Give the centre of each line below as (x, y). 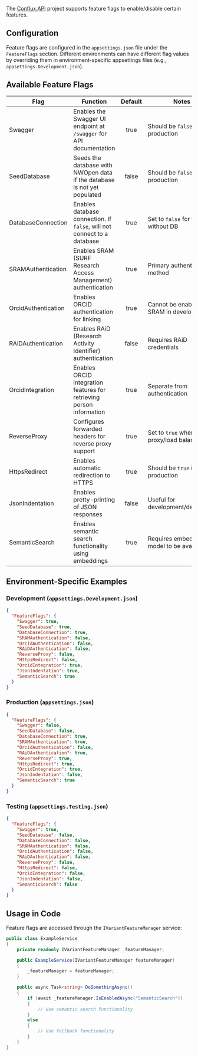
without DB (163, 226)
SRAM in (160, 312)
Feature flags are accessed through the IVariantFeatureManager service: (94, 928)
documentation (94, 148)
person (83, 404)
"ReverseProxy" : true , (44, 758)
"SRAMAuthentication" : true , (52, 742)
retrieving (87, 397)
